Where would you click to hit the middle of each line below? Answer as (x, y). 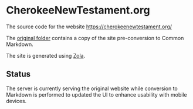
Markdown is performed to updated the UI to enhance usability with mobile (97, 94)
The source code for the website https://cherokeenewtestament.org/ (89, 27)
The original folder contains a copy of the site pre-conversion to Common (95, 38)
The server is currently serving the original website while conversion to (92, 88)
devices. (16, 101)
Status (18, 74)
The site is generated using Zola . (46, 55)
